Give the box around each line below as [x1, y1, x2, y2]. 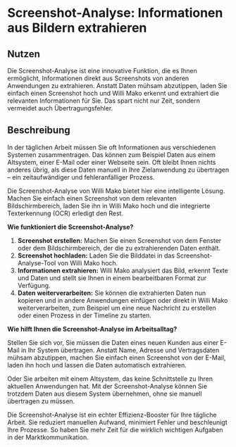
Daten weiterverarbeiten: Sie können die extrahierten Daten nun [17, 289, 206, 297]
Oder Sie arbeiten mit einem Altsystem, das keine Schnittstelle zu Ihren [7, 374, 213, 383]
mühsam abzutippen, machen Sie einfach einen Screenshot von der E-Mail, [7, 353, 226, 362]
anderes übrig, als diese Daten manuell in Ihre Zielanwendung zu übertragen [7, 165, 230, 174]
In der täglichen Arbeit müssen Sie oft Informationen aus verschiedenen [7, 143, 216, 151]
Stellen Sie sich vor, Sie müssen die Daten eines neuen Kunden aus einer [7, 338, 219, 346]
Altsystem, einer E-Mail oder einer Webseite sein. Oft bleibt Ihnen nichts [7, 158, 216, 166]
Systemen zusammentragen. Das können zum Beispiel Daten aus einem [7, 150, 216, 159]
